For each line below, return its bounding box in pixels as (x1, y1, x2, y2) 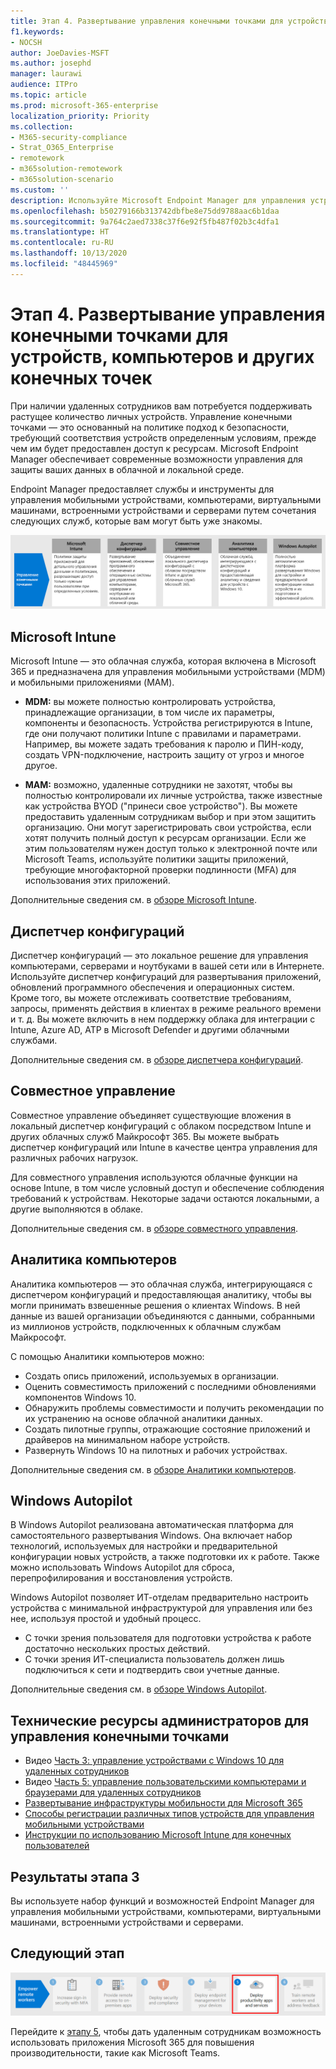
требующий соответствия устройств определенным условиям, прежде (10, 431, 317, 444)
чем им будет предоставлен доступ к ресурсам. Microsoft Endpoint (10, 442, 299, 454)
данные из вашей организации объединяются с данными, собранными (10, 1310, 316, 1322)
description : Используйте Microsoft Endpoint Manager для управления (10, 195, 307, 205)
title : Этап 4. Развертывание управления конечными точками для (10, 16, 284, 26)
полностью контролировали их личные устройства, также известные (24, 790, 323, 802)
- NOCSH (10, 37, 43, 47)
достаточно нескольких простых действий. (24, 1643, 211, 1655)
